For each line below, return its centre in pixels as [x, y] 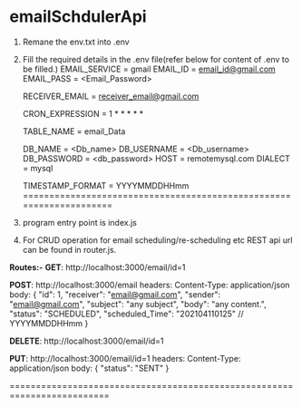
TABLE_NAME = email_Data [74, 131]
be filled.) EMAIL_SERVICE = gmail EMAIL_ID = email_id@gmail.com [149, 69]
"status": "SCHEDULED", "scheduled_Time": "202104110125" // [127, 314]
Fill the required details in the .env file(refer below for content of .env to [156, 59]
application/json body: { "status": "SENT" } [89, 368]
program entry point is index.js [80, 222]
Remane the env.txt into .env [76, 42]
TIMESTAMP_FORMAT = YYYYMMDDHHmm [106, 185]
